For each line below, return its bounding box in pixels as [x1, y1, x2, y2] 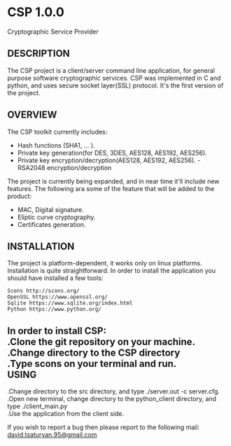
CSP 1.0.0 [7, 4, 64, 20]
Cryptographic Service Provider [7, 27, 99, 36]
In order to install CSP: [7, 325, 107, 337]
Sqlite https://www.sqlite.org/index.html [7, 300, 133, 307]
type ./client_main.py [7, 402, 68, 410]
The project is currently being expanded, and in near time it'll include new [7, 176, 220, 186]
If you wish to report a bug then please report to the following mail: [7, 423, 200, 431]
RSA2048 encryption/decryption [17, 163, 112, 172]
